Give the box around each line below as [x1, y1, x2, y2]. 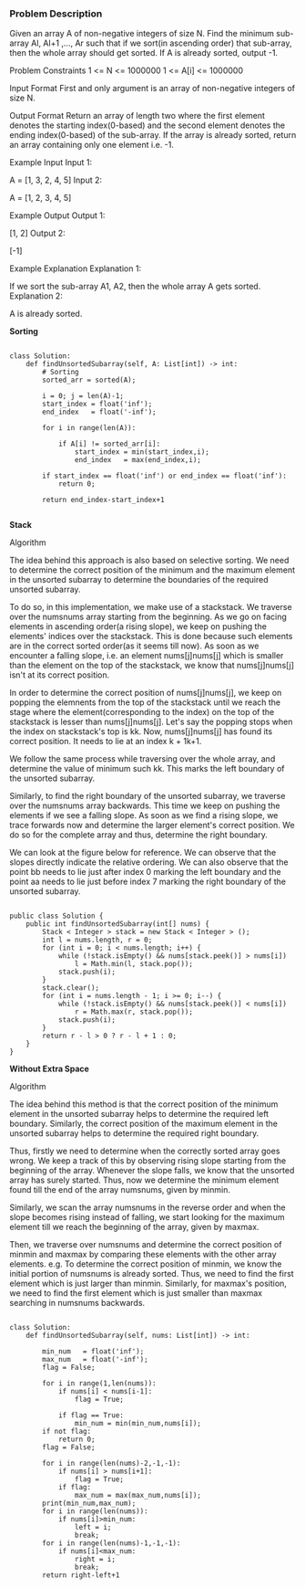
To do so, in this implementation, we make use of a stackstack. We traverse [9, 602, 293, 613]
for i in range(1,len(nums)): [42, 1379, 157, 1388]
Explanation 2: [9, 290, 64, 301]
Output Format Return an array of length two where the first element [9, 110, 266, 121]
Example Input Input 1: [9, 157, 93, 168]
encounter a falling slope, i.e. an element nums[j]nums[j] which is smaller [9, 650, 284, 661]
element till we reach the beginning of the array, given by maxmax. [9, 1222, 259, 1233]
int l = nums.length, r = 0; [42, 935, 153, 945]
